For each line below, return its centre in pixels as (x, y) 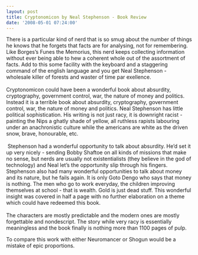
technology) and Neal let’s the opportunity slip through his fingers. (87, 165)
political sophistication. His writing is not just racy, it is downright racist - (94, 115)
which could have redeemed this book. (53, 203)
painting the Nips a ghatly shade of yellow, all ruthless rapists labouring (93, 121)
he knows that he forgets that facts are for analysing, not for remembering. (97, 46)
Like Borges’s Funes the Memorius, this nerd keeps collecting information (95, 52)
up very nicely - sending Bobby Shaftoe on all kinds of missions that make (96, 153)
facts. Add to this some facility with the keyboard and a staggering (87, 64)
